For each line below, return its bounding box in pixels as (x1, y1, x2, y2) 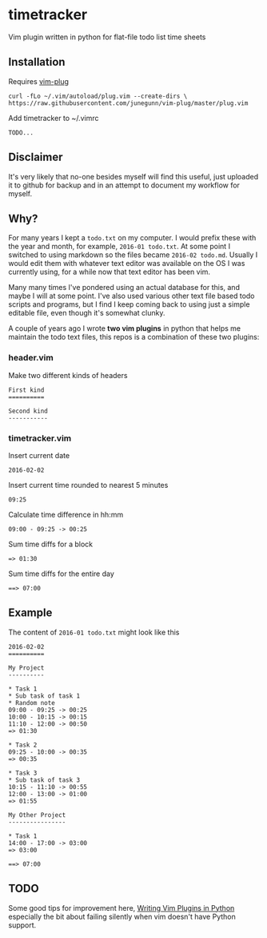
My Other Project (8, 811, 66, 819)
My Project (8, 663, 45, 672)
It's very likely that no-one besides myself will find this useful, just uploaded (8, 171, 259, 181)
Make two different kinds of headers (8, 370, 128, 380)
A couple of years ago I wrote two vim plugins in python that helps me (8, 324, 241, 333)
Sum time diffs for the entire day (8, 569, 114, 578)
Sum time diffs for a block (8, 539, 94, 549)
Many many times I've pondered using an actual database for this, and (8, 283, 240, 292)
